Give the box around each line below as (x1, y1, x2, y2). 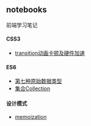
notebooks (6, 5, 47, 15)
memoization (14, 113, 47, 121)
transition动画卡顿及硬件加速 (14, 50, 85, 57)
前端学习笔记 (6, 21, 37, 29)
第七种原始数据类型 (14, 78, 62, 85)
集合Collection (14, 85, 51, 92)
